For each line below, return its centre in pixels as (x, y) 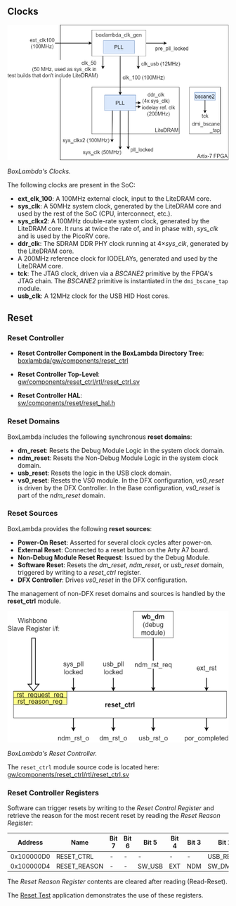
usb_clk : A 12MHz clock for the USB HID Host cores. (93, 296)
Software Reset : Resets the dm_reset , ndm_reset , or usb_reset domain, (121, 565)
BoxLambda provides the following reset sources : (80, 528)
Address (30, 842)
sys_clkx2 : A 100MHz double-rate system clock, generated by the (113, 221)
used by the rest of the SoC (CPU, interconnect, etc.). (95, 213)
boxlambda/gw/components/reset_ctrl (73, 361)
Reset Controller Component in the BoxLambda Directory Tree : (111, 353)
